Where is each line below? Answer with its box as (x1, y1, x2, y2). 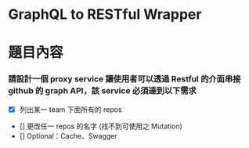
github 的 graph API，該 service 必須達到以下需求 (8, 85, 197, 96)
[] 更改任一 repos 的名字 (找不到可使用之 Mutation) (19, 121, 182, 131)
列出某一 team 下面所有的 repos (19, 104, 123, 114)
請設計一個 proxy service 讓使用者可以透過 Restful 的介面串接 (8, 74, 241, 85)
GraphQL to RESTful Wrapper (8, 5, 202, 23)
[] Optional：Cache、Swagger (19, 131, 117, 140)
